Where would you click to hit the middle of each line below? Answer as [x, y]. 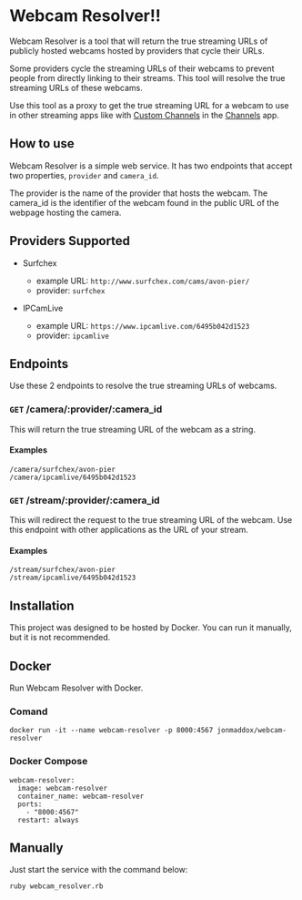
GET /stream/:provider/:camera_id [85, 500]
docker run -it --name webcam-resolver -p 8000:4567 [111, 731]
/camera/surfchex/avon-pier [63, 469]
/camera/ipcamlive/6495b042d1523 [73, 477]
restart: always [48, 820]
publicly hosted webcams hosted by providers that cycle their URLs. [137, 50]
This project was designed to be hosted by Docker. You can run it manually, [151, 628]
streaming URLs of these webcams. [76, 87]
